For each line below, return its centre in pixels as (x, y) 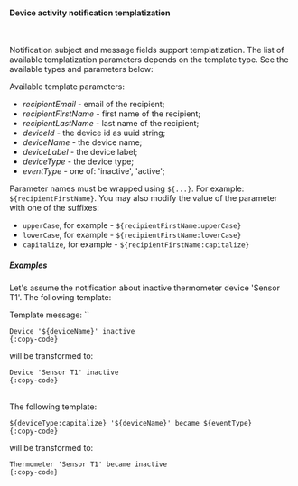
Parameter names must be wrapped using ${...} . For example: (127, 188)
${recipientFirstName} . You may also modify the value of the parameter (144, 198)
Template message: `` (50, 315)
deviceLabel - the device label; (80, 152)
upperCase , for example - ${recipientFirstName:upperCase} (132, 225)
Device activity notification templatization (90, 13)
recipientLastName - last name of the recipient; (111, 124)
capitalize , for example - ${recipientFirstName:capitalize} (136, 244)
